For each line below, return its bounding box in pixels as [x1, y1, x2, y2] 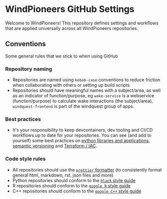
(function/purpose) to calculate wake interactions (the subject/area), [12, 98, 154, 104]
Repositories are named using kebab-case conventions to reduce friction [12, 77, 161, 83]
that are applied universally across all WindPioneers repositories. [5, 25, 139, 31]
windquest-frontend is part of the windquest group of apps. [12, 103, 135, 109]
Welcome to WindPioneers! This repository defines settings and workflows [5, 20, 159, 26]
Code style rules [5, 156, 46, 163]
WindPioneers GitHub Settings [5, 3, 135, 15]
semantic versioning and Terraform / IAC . [12, 143, 97, 149]
